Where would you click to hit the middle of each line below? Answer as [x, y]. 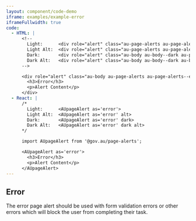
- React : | [24, 98]
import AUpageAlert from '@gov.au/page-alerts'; [82, 141]
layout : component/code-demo [41, 11]
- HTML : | [23, 33]
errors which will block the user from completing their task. [77, 212]
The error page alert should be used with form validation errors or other [92, 206]
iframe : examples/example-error [45, 17]
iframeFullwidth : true [34, 22]
